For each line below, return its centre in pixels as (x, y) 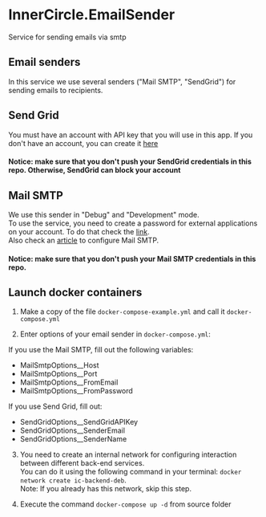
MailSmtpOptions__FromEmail (69, 382)
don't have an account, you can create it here (83, 143)
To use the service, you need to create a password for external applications (133, 223)
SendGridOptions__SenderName (73, 439)
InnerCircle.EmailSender (92, 15)
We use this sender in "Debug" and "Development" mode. (104, 214)
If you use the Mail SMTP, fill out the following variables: (101, 350)
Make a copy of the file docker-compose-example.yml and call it (123, 311)
